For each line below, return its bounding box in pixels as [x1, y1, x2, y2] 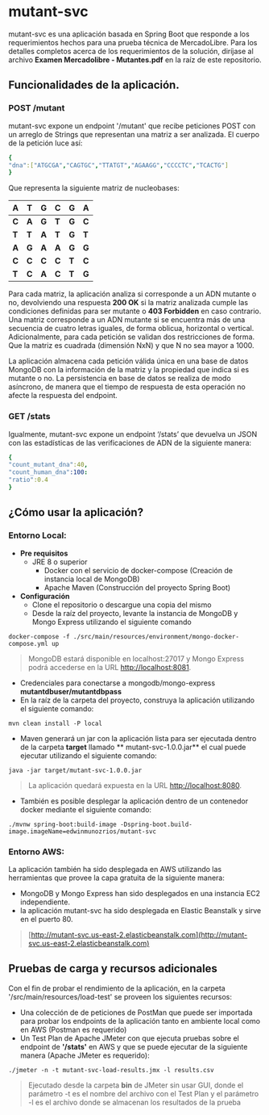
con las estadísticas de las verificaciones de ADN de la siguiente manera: [8, 438, 252, 447]
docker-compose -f [8, 632, 70, 640]
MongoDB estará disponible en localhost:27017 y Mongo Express [27, 653, 244, 664]
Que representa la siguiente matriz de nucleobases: [8, 183, 180, 193]
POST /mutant [8, 103, 65, 114]
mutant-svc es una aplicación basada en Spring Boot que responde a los [8, 29, 250, 39]
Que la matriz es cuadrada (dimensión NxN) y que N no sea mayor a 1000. [8, 341, 255, 350]
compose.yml [8, 639, 48, 648]
